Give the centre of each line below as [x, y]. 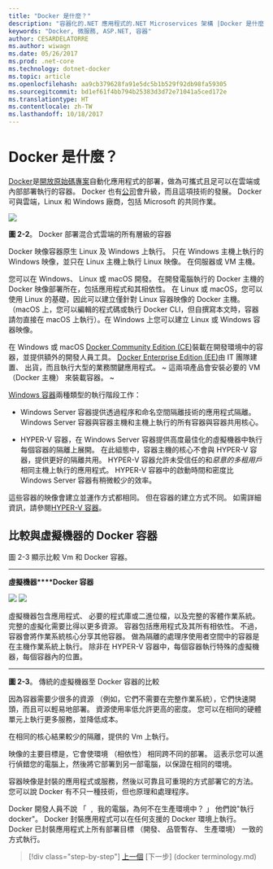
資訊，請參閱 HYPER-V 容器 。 [57, 507]
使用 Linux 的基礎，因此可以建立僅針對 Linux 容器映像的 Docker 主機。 [126, 299]
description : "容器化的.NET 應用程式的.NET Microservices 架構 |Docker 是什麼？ [139, 24]
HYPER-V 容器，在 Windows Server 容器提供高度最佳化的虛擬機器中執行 [141, 439]
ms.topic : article [39, 76]
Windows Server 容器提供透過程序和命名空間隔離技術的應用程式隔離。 [138, 412]
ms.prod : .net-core [41, 62]
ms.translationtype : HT [49, 99]
